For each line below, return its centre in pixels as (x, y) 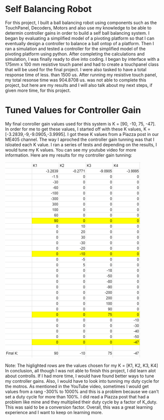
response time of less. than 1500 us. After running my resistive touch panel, (81, 75)
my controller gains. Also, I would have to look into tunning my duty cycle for (82, 381)
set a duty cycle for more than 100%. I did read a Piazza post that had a (77, 396)
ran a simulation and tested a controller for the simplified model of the (75, 49)
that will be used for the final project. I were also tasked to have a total (76, 69)
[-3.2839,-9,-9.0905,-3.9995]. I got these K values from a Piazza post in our (82, 134)
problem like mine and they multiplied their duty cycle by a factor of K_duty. (81, 402)
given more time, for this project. (38, 90)
